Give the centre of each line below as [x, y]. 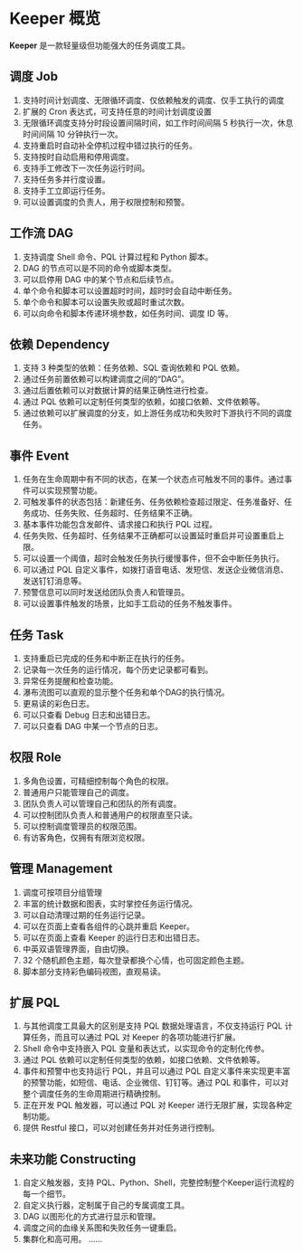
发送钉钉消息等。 [54, 581]
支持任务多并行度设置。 [66, 179]
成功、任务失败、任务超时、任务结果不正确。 [114, 513]
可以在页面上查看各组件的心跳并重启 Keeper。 [108, 926]
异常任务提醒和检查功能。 [70, 681]
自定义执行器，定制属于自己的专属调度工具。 [106, 1205]
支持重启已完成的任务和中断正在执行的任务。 [106, 658]
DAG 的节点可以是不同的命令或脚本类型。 [99, 268]
